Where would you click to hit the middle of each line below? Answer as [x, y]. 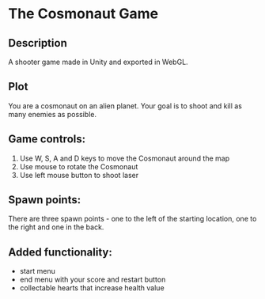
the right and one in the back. [56, 227]
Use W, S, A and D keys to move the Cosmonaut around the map [125, 158]
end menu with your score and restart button [93, 280]
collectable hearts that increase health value [92, 288]
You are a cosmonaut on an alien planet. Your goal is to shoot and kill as [125, 106]
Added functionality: [60, 252]
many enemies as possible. [53, 114]
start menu [37, 271]
